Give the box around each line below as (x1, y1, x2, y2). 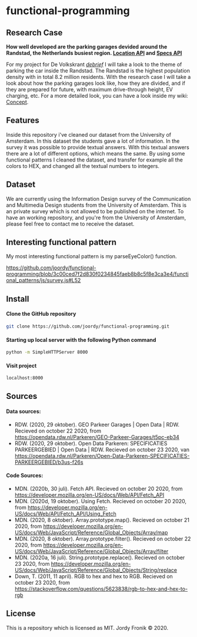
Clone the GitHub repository (6, 311, 76, 318)
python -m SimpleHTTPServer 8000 (6, 349, 88, 355)
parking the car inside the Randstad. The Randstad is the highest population (6, 67, 190, 74)
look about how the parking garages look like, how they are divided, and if (6, 80, 185, 87)
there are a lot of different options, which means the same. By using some (6, 150, 185, 157)
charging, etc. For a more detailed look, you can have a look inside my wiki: (6, 93, 188, 99)
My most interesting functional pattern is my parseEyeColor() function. (6, 253, 178, 260)
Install (6, 293, 29, 304)
